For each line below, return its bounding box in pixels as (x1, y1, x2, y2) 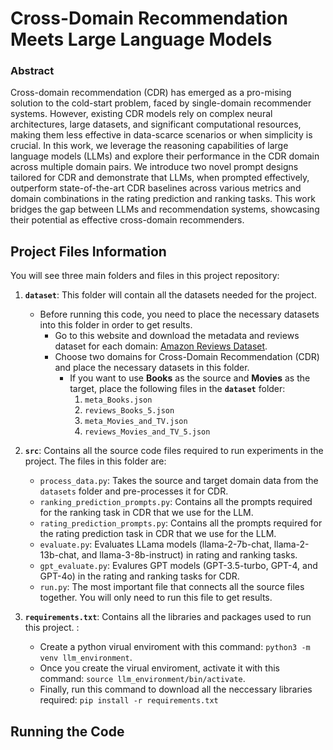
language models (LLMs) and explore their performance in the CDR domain (10, 150, 320, 162)
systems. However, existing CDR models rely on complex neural (10, 108, 273, 120)
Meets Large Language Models (10, 28, 273, 51)
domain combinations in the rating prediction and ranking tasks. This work (10, 193, 316, 205)
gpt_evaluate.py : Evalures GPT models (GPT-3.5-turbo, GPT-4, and (39, 560, 318, 572)
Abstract (10, 64, 55, 78)
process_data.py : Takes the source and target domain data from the (39, 475, 319, 487)
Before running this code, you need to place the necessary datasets (39, 308, 320, 321)
